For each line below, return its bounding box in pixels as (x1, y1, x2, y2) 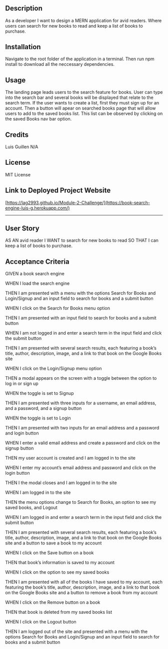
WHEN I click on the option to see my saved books (5, 569, 109, 575)
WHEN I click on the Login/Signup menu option (5, 366, 102, 372)
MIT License (5, 171, 31, 177)
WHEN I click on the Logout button (5, 619, 76, 625)
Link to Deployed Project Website (5, 186, 111, 195)
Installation (5, 43, 41, 51)
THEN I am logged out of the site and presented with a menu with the (5, 628, 148, 634)
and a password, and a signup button (5, 405, 82, 411)
